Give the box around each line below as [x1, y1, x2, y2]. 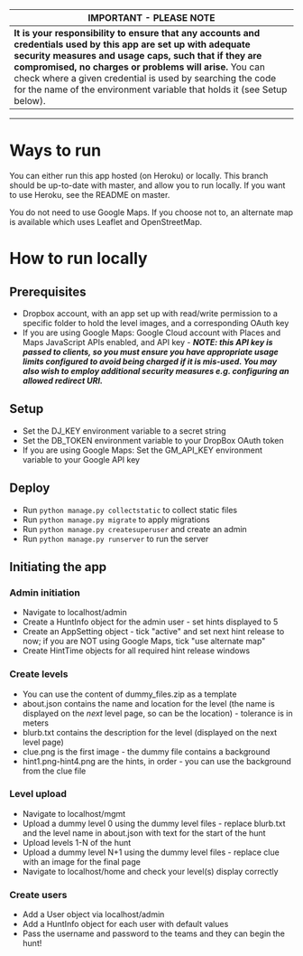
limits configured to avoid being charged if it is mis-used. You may [22, 356, 278, 367]
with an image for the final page [22, 856, 142, 867]
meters [22, 717, 50, 728]
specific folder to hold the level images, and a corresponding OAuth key [22, 317, 289, 328]
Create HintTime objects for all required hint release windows [22, 645, 251, 656]
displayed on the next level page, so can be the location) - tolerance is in [22, 708, 293, 718]
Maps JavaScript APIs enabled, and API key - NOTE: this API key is [22, 336, 273, 347]
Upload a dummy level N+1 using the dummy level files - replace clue [22, 847, 280, 858]
